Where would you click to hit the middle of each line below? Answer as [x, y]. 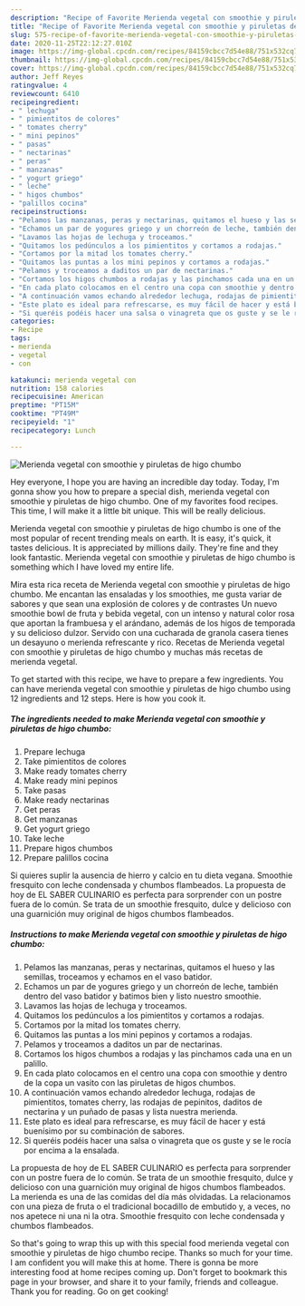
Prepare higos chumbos [68, 848]
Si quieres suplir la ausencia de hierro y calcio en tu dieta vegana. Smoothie [152, 875]
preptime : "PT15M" [45, 405]
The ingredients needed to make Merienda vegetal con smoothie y [138, 719]
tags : [20, 338]
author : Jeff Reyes [47, 77]
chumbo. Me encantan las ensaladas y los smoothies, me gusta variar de [146, 594]
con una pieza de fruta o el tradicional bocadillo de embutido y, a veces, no [150, 1206]
